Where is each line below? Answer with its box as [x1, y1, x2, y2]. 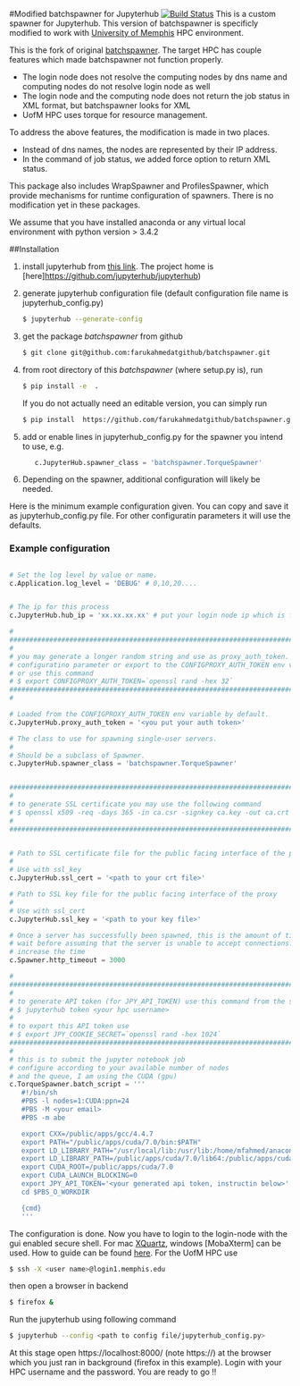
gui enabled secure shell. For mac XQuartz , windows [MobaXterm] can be [9, 1238, 281, 1248]
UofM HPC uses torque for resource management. [21, 110, 208, 120]
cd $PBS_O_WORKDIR [21, 1187, 90, 1196]
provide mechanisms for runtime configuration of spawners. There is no [9, 190, 274, 200]
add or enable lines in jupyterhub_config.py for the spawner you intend [21, 431, 284, 442]
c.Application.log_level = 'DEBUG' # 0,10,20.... [9, 579, 198, 587]
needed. [21, 484, 54, 494]
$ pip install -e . [21, 381, 99, 391]
